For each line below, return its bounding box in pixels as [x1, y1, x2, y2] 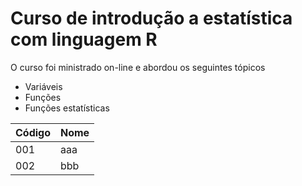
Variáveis [24, 80, 63, 92]
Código [15, 125, 51, 139]
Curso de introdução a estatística [10, 7, 293, 30]
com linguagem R [10, 28, 158, 51]
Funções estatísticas [24, 102, 110, 114]
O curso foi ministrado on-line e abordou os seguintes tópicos [10, 61, 266, 73]
